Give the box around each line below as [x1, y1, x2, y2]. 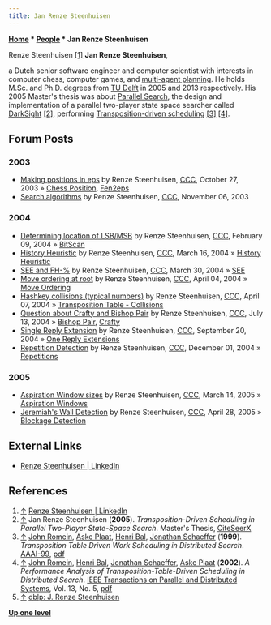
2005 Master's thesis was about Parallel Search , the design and [8, 91, 222, 101]
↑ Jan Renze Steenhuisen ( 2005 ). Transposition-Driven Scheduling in [19, 514, 256, 524]
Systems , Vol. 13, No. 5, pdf [19, 583, 113, 593]
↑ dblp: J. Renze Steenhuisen [19, 592, 120, 601]
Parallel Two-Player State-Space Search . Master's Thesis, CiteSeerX [19, 523, 252, 533]
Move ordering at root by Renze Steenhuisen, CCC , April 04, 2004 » [19, 273, 248, 284]
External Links [8, 439, 83, 453]
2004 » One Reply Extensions [19, 334, 120, 344]
